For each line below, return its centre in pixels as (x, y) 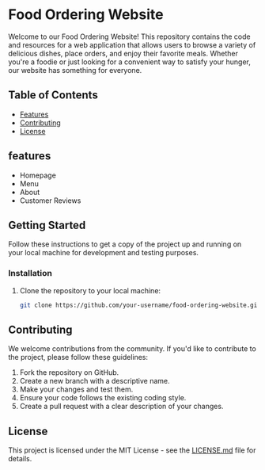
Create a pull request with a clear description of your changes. (121, 407)
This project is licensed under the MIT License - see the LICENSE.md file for (132, 450)
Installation (30, 273)
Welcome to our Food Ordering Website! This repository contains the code (129, 36)
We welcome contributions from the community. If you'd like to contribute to (132, 349)
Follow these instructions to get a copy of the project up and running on (125, 244)
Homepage (38, 175)
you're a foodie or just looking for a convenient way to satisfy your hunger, (130, 62)
